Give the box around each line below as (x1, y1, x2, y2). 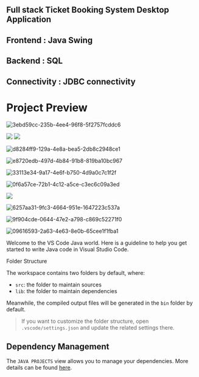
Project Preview (6, 100, 88, 114)
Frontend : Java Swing (6, 35, 93, 45)
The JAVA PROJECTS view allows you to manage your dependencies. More (6, 358, 189, 365)
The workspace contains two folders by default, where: (6, 269, 145, 276)
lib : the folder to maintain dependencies (15, 287, 117, 294)
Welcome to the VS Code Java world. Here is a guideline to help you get (6, 239, 187, 246)
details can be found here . (6, 364, 72, 372)
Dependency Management (6, 341, 110, 351)
